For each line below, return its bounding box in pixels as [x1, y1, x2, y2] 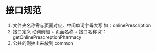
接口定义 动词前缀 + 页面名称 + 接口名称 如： [12, 28, 107, 34]
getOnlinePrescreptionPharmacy [12, 34, 82, 40]
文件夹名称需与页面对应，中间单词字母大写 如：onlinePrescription [12, 22, 151, 28]
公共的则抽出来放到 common [12, 40, 73, 46]
